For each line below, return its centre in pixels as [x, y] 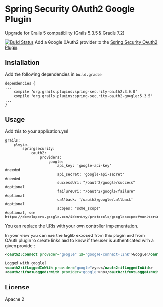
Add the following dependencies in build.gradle [53, 74]
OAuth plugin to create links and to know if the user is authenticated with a [80, 240]
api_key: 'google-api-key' [84, 166]
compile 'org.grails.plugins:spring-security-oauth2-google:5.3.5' [83, 96]
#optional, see [20, 213]
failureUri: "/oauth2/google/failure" [96, 191]
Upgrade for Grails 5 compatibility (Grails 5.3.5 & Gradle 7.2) [65, 33]
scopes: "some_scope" [79, 208]
